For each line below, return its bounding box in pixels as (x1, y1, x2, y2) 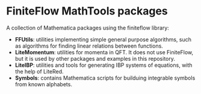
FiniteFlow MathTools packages (6, 4, 169, 18)
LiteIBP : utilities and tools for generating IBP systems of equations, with (14, 61, 193, 69)
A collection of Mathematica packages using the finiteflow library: (6, 24, 170, 31)
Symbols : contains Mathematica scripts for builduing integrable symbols (14, 74, 196, 81)
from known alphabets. (14, 80, 72, 88)
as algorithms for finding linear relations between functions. (14, 42, 164, 49)
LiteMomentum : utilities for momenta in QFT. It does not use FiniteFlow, (14, 48, 194, 55)
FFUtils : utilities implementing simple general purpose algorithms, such (14, 36, 191, 43)
